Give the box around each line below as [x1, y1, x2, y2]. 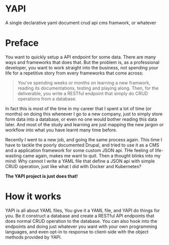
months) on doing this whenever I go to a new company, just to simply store [5, 111, 163, 117]
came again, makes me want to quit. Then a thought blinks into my [22, 152, 161, 158]
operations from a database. [17, 96, 77, 102]
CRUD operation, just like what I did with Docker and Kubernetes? [5, 163, 142, 169]
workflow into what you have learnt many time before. [5, 127, 118, 133]
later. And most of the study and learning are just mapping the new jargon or [5, 121, 164, 127]
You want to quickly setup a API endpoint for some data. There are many [5, 54, 156, 60]
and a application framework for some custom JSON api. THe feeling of [5, 147, 154, 153]
